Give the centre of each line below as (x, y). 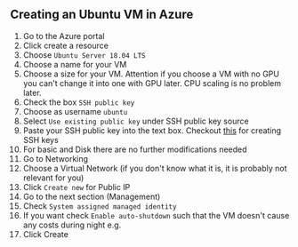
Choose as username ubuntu (75, 111)
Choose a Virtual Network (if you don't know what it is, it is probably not (155, 168)
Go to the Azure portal (64, 36)
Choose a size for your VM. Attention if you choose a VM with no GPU (151, 74)
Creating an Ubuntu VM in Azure (102, 15)
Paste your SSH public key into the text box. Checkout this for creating (152, 130)
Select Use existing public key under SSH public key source (136, 121)
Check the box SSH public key (79, 102)
